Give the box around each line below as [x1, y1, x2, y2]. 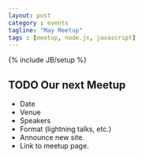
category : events [8, 19, 69, 27]
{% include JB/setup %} [8, 55, 87, 65]
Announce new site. [19, 133, 85, 142]
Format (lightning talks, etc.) [19, 124, 112, 134]
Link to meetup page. [19, 141, 89, 151]
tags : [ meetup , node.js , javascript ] [8, 33, 136, 42]
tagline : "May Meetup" [8, 26, 83, 34]
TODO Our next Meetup [8, 78, 126, 92]
